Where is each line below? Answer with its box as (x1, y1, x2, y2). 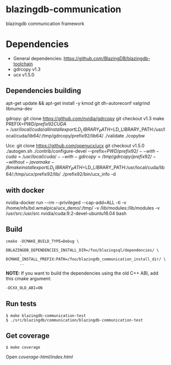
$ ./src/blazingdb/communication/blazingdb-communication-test (6, 317, 143, 323)
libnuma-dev (6, 105, 33, 111)
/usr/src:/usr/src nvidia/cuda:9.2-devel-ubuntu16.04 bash (6, 211, 127, 217)
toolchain (13, 60, 33, 67)
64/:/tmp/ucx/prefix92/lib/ (6, 171, 61, 177)
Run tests (6, 300, 37, 308)
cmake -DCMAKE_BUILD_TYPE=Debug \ (6, 239, 80, 244)
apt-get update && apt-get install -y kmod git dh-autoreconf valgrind (6, 100, 150, 106)
